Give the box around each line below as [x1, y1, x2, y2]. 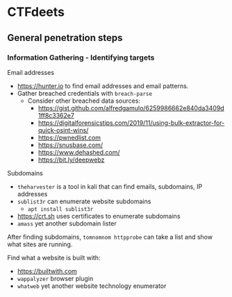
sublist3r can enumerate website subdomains [17, 197, 151, 205]
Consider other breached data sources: [27, 96, 141, 105]
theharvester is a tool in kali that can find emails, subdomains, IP [17, 182, 203, 191]
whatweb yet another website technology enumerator [17, 282, 167, 290]
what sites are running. [7, 240, 73, 248]
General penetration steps [7, 32, 123, 44]
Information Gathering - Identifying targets [7, 53, 155, 62]
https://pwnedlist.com [38, 133, 101, 142]
